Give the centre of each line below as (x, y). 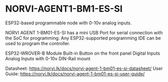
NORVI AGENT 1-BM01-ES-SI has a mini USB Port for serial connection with (84, 32)
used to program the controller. (38, 43)
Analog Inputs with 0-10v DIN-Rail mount (48, 58)
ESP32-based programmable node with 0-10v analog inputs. (69, 23)
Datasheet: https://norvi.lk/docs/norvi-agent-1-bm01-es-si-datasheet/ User (84, 68)
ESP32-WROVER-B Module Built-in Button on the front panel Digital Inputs (83, 53)
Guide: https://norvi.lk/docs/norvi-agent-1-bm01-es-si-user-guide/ (75, 73)
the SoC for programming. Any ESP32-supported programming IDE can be (83, 38)
